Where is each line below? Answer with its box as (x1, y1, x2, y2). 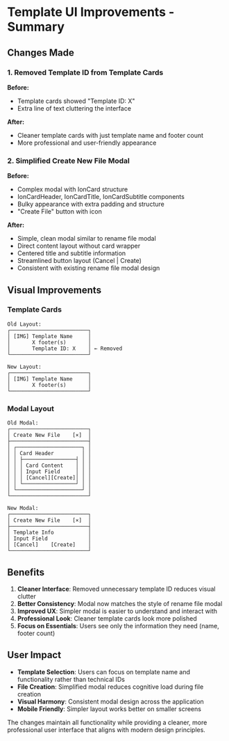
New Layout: (7, 363, 42, 370)
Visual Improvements (7, 284, 102, 296)
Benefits (7, 566, 45, 578)
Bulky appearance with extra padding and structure (17, 200, 164, 209)
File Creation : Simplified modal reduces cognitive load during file (17, 683, 204, 691)
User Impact (7, 649, 61, 661)
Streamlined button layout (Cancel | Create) (17, 257, 142, 265)
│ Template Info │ (7, 529, 92, 536)
